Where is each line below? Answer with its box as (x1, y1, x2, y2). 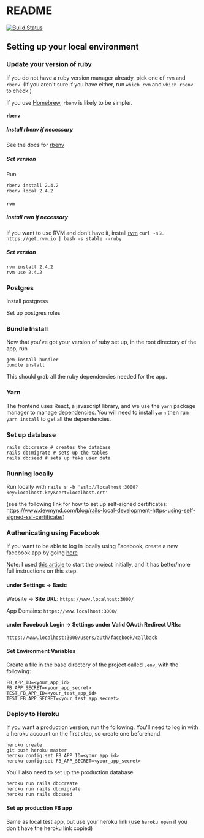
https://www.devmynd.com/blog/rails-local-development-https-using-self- (6, 507, 196, 515)
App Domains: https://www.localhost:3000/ (6, 607, 118, 614)
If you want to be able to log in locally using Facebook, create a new (6, 543, 178, 550)
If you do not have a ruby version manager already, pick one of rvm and (6, 74, 186, 81)
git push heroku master (6, 747, 67, 753)
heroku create (6, 742, 43, 748)
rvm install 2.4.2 (6, 264, 53, 270)
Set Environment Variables (6, 647, 76, 655)
